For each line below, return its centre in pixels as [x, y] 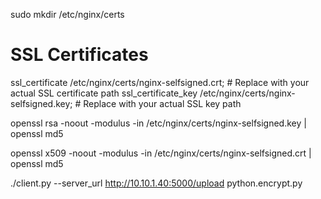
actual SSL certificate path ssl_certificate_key [104, 93]
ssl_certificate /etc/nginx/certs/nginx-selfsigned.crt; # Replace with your [160, 82]
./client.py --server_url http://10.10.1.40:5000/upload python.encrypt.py [156, 183]
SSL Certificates [79, 55]
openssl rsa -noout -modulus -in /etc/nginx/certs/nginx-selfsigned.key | [158, 123]
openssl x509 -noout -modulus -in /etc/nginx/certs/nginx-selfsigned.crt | [161, 153]
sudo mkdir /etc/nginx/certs [67, 14]
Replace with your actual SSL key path [162, 103]
